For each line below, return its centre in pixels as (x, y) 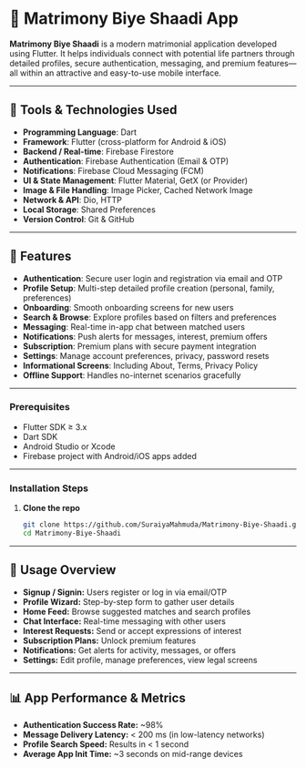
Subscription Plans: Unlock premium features (109, 640)
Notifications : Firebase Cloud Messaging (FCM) (113, 170)
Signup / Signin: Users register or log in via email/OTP (125, 592)
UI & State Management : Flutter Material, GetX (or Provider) (135, 180)
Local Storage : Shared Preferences (89, 210)
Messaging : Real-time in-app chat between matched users (134, 326)
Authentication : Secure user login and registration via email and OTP (153, 278)
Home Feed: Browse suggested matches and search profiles (137, 611)
